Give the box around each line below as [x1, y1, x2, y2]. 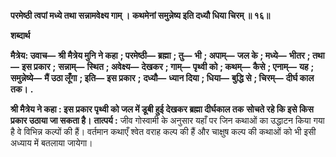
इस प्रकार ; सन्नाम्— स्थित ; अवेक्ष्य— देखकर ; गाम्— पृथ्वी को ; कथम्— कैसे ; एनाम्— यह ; [21, 61, 315, 72]
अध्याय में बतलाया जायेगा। [10, 137, 93, 149]
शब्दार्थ [10, 30, 31, 41]
